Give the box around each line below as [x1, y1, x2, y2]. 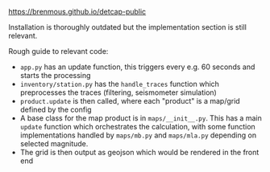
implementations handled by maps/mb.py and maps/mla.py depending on [19, 130, 256, 140]
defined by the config [19, 104, 92, 114]
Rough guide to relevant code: [8, 47, 109, 55]
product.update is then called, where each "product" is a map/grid [19, 96, 240, 105]
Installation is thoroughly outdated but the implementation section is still [8, 23, 247, 31]
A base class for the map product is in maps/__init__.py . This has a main [19, 113, 262, 123]
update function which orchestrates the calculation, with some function [19, 122, 255, 131]
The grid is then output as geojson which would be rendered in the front [19, 148, 260, 157]
